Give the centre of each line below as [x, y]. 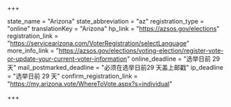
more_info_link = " [33, 50]
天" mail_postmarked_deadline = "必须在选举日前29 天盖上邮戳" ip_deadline [115, 67]
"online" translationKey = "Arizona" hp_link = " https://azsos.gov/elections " [113, 29]
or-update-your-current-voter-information [67, 59]
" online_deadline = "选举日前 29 [174, 59]
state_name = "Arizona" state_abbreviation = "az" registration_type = [106, 21]
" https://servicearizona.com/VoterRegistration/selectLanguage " [98, 43]
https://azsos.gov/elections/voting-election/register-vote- [141, 50]
